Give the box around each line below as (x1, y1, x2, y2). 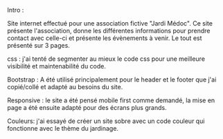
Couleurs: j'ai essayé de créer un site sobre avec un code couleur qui (7, 117, 205, 125)
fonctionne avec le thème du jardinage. (7, 124, 119, 132)
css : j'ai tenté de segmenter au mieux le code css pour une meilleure (7, 55, 206, 63)
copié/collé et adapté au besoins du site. (7, 83, 123, 91)
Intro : (7, 6, 24, 14)
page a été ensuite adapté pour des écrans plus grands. (7, 104, 168, 111)
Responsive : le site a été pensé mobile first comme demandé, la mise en (7, 96, 215, 104)
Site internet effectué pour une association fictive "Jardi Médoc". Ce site (7, 19, 213, 27)
